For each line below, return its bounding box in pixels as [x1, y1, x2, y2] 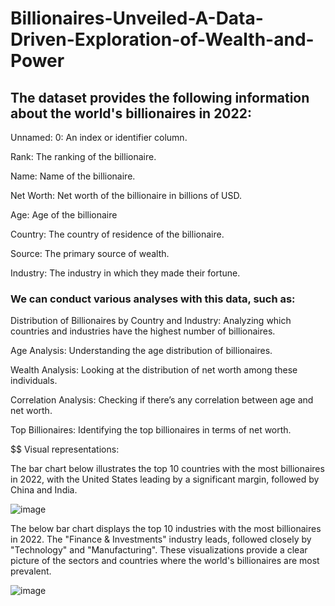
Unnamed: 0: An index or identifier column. [10, 132, 188, 143]
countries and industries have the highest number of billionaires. [10, 325, 276, 337]
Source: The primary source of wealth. [10, 248, 170, 259]
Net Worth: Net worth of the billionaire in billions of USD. [10, 190, 242, 201]
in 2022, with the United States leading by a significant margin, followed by [10, 473, 320, 486]
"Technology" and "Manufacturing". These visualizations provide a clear [10, 544, 308, 556]
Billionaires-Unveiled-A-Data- [10, 7, 264, 30]
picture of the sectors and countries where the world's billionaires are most [10, 555, 320, 567]
